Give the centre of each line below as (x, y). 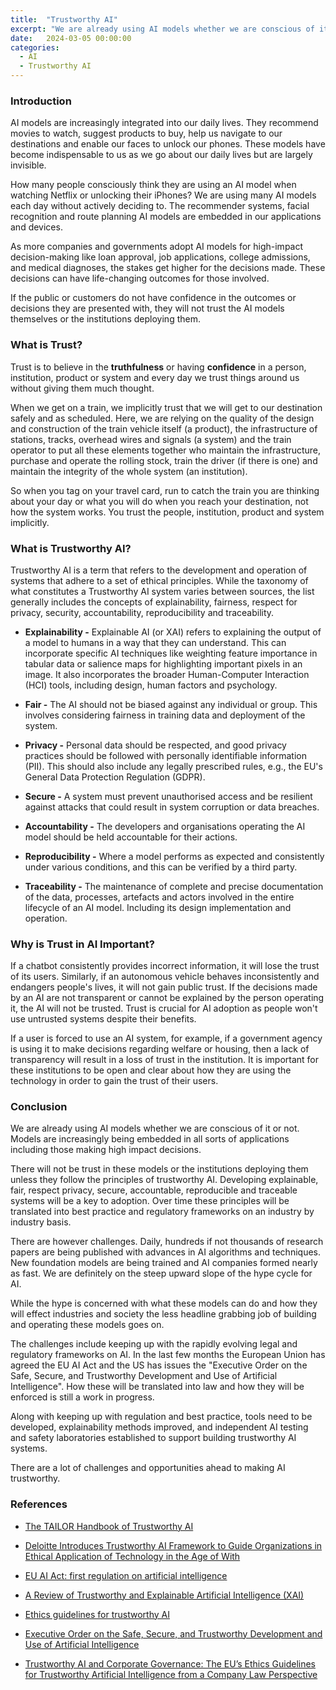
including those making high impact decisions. (106, 1150)
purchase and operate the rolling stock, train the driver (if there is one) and (164, 460)
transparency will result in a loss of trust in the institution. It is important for (165, 1060)
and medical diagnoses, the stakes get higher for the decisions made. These (168, 268)
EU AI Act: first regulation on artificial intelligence (126, 1575)
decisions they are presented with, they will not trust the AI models (147, 308)
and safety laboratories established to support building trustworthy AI (153, 1438)
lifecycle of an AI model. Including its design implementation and (158, 907)
